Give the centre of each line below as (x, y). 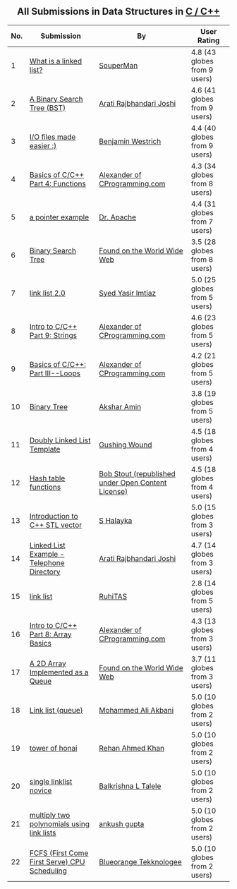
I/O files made (53, 137)
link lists (43, 833)
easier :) (43, 145)
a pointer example (59, 217)
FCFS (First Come (59, 853)
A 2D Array (48, 663)
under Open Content (133, 483)
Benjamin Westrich (130, 141)
